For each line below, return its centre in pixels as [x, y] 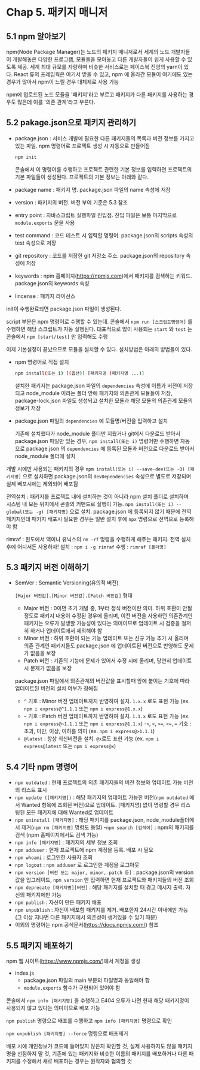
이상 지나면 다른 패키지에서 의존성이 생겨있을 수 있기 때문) [90, 917]
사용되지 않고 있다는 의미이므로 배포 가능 [53, 1008]
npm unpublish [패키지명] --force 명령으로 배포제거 [67, 1033]
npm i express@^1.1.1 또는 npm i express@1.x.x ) [83, 709]
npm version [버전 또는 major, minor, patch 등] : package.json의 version [104, 872]
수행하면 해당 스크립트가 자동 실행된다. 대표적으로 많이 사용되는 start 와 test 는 [99, 329]
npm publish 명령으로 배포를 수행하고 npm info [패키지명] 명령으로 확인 [89, 1021]
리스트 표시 [34, 790]
